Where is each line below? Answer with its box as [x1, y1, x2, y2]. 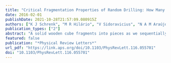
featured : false [5, 36, 40, 41]
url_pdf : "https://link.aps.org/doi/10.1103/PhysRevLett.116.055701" [5, 45, 156, 50]
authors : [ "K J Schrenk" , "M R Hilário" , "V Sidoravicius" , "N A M [5, 21, 152, 27]
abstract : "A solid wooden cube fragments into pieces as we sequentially [5, 31, 167, 36]
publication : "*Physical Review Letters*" [5, 41, 97, 46]
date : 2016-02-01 [5, 12, 42, 17]
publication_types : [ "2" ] [5, 26, 60, 31]
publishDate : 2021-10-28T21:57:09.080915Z [5, 17, 97, 22]
